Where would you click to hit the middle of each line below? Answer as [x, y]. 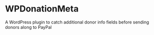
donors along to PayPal [29, 27]
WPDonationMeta [42, 9]
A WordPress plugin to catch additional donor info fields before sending [77, 22]
